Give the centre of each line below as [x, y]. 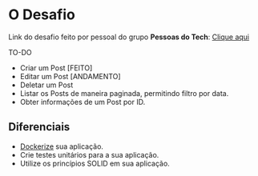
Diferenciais [39, 127]
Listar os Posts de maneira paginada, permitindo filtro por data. [124, 93]
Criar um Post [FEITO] [56, 68]
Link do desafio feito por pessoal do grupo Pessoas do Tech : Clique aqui [129, 37]
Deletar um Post [46, 85]
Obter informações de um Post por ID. [83, 102]
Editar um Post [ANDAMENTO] [71, 76]
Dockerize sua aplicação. [62, 146]
